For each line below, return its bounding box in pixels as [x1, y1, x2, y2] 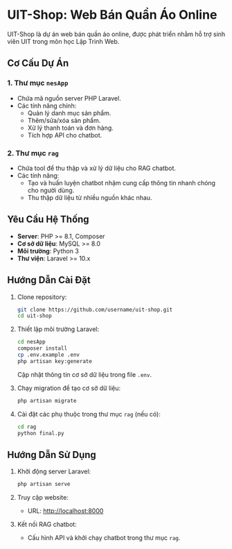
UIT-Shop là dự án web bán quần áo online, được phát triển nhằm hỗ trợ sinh [7, 30, 226, 38]
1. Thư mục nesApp [7, 78, 69, 88]
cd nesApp [17, 339, 46, 346]
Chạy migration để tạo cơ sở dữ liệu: [17, 384, 121, 392]
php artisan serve [17, 481, 71, 488]
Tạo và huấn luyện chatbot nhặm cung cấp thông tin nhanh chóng [27, 178, 216, 187]
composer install [17, 345, 68, 352]
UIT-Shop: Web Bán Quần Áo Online [7, 7, 217, 23]
